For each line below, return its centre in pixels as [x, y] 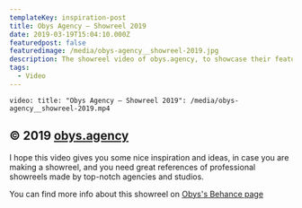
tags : [19, 68]
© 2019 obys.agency [69, 136]
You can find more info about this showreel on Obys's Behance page [136, 194]
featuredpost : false [48, 43]
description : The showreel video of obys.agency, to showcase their [140, 59]
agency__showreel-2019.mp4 [60, 108]
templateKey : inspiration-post [68, 17]
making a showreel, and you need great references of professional [133, 167]
